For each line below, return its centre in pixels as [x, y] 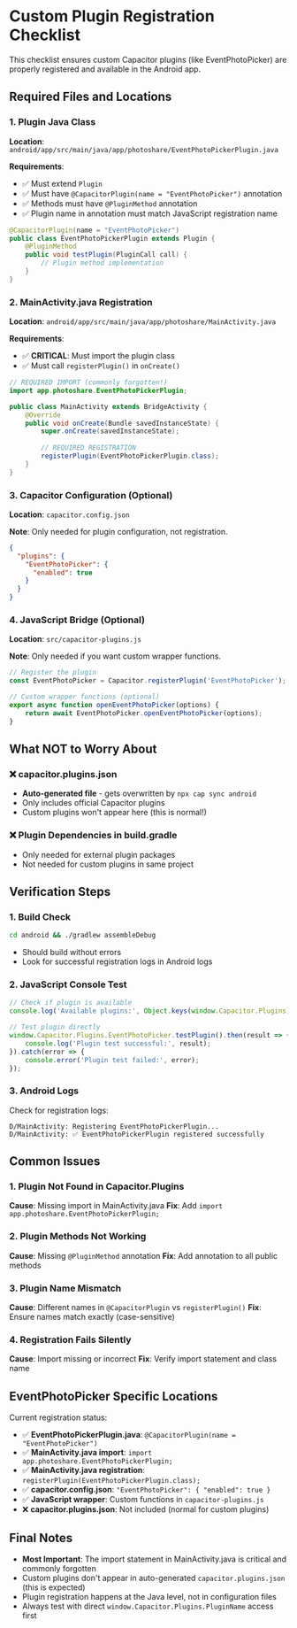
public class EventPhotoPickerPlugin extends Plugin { [112, 238]
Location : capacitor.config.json [69, 514]
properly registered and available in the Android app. [105, 69]
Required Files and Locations [91, 97]
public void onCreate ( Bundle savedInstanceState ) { [122, 423]
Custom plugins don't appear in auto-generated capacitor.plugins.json [153, 1578]
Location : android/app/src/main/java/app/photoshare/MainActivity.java [143, 321]
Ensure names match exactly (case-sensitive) [92, 1317]
